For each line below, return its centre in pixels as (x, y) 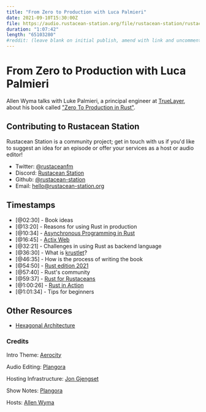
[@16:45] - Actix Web (42, 239)
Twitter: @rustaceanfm (44, 166)
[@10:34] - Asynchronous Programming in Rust (75, 233)
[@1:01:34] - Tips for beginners (55, 291)
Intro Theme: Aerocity (34, 355)
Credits (17, 341)
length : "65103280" (31, 35)
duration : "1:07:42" (33, 29)
